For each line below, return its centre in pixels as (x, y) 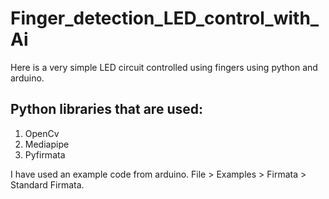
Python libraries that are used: (106, 109)
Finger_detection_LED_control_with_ (165, 18)
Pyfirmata (45, 154)
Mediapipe (47, 144)
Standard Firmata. (47, 184)
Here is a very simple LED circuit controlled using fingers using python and (164, 67)
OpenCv (42, 133)
